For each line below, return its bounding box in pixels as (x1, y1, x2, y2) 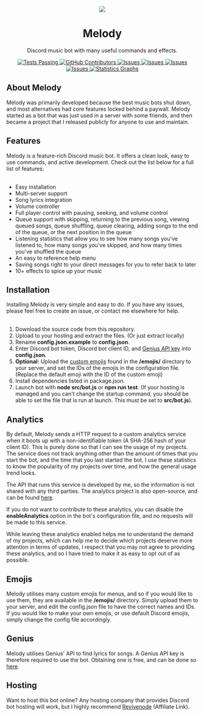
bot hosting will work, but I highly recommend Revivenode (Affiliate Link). (6, 703, 190, 710)
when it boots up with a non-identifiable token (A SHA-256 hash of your (6, 437, 186, 444)
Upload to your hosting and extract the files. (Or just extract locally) (15, 332, 185, 339)
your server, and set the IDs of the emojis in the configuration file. (15, 364, 180, 372)
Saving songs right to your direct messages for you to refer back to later (15, 260, 197, 268)
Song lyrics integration (15, 196, 72, 203)
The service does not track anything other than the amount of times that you (6, 450, 198, 457)
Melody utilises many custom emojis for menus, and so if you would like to (6, 590, 193, 597)
